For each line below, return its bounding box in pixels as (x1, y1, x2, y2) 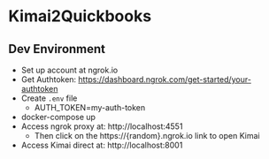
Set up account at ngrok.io (20, 64, 119, 75)
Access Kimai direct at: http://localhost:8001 (20, 140, 183, 150)
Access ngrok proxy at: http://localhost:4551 (20, 121, 183, 132)
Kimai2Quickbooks (8, 6, 152, 26)
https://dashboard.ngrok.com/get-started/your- (78, 74, 251, 85)
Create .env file (20, 93, 78, 103)
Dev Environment (8, 42, 106, 57)
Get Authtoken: (20, 74, 77, 85)
